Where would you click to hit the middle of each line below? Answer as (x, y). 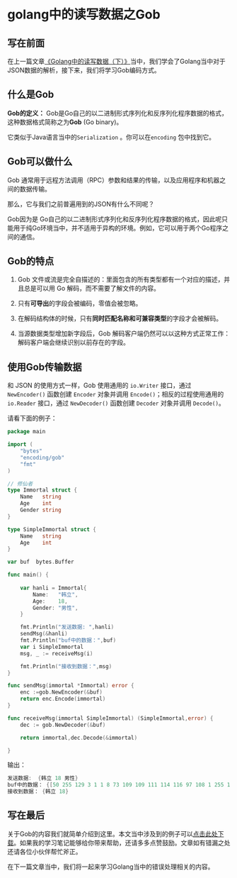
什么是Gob (31, 95)
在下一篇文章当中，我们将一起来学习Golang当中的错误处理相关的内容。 (111, 867)
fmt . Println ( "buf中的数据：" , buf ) (68, 640)
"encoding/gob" (42, 457)
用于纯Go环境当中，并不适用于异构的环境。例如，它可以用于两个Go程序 (118, 228)
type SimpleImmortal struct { (52, 529)
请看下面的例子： (32, 418)
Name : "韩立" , (56, 594)
